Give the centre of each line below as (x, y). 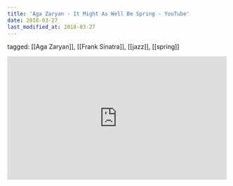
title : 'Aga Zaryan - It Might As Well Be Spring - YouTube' (99, 14)
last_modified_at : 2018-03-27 (52, 27)
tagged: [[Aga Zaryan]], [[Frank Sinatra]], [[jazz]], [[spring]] (93, 47)
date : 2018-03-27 (33, 20)
